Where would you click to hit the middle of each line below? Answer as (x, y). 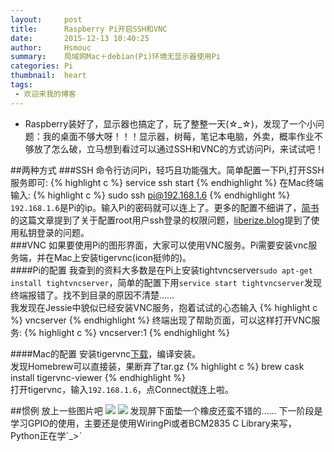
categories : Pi (42, 66)
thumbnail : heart (48, 76)
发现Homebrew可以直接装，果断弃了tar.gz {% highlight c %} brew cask (157, 366)
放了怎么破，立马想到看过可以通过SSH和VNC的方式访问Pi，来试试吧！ (178, 148)
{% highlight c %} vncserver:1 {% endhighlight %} (126, 332)
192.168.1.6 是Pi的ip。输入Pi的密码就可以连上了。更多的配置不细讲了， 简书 (165, 207)
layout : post (46, 19)
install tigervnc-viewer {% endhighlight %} (98, 377)
